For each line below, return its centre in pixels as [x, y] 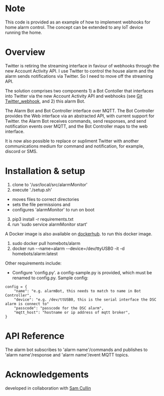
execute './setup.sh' [32, 190]
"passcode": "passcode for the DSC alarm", [59, 308]
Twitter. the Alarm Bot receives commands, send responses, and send [76, 121]
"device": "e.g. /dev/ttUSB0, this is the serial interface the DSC [85, 299]
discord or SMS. [21, 151]
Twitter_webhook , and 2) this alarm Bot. [45, 101]
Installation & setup [45, 171]
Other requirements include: [34, 263]
